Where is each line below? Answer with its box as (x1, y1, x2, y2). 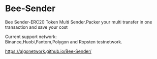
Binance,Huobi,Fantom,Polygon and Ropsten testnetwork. (5, 39, 123, 44)
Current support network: (5, 34, 57, 39)
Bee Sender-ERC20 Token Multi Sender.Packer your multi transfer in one (5, 19, 153, 25)
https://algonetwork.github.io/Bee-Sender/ (5, 48, 92, 54)
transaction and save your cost (5, 24, 68, 30)
